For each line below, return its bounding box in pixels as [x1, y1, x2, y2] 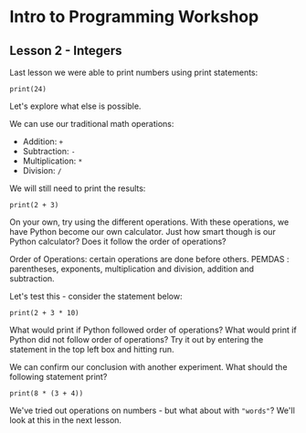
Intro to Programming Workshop [9, 6, 259, 27]
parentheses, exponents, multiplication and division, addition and [9, 263, 254, 274]
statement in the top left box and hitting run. [9, 344, 175, 354]
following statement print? [9, 372, 108, 382]
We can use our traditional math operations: [9, 119, 174, 129]
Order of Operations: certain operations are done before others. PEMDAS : [9, 254, 290, 264]
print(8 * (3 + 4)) [9, 389, 84, 398]
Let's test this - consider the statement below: [9, 290, 183, 301]
